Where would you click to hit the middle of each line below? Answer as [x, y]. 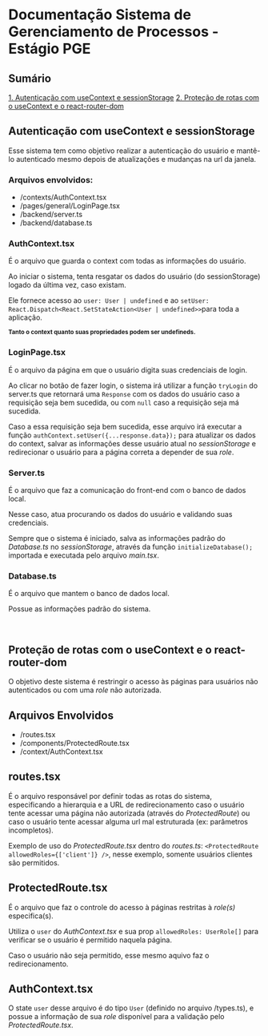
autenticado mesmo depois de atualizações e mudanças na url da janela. [136, 159]
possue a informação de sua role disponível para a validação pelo [116, 1017]
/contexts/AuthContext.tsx [63, 197]
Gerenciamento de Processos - [114, 32]
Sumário [30, 78]
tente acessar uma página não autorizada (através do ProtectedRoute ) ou [129, 813]
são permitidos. [34, 862]
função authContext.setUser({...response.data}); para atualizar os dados [132, 435]
